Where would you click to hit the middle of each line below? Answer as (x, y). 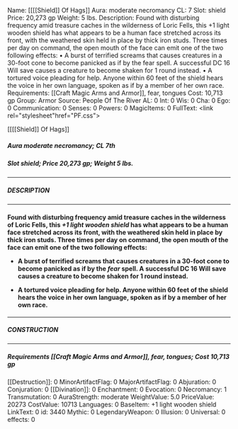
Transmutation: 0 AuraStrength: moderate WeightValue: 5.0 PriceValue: (111, 397)
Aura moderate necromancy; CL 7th (61, 145)
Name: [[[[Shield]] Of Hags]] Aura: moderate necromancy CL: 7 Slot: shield (117, 10)
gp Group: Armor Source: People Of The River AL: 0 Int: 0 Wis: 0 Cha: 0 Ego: (119, 101)
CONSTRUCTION (33, 330)
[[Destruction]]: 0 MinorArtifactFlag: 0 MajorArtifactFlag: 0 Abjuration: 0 (112, 382)
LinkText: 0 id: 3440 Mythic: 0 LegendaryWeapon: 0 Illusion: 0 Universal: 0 (117, 412)
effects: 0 (21, 420)
